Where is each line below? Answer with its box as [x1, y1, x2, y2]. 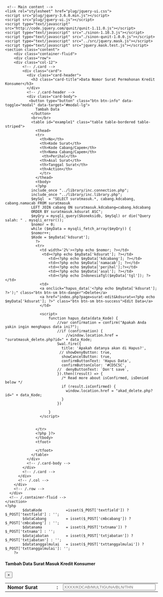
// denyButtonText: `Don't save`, [57, 367, 130, 372]
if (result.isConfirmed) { [61, 384, 116, 389]
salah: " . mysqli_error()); [5, 218, 64, 223]
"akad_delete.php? [115, 388, 153, 393]
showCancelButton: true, [61, 354, 112, 359]
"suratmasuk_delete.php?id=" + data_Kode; [5, 337, 92, 342]
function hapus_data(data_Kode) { [48, 316, 118, 321]
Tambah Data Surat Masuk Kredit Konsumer [5, 560, 96, 566]
